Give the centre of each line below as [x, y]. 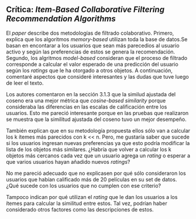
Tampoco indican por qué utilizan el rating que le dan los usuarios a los [92, 197]
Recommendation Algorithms [61, 19]
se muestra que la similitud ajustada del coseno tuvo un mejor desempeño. [97, 119]
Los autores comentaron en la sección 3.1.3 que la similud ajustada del [91, 94]
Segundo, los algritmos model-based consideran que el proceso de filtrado [97, 58]
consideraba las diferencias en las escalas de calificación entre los [87, 107]
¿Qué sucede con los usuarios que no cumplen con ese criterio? [84, 186]
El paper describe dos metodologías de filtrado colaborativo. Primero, [90, 33]
